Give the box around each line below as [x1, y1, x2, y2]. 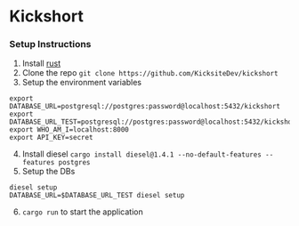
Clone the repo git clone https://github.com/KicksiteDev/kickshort [21, 68, 279, 78]
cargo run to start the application [21, 206, 144, 217]
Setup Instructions [9, 38, 92, 51]
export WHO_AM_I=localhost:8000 [9, 125, 129, 134]
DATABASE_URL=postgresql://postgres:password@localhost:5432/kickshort [9, 102, 280, 111]
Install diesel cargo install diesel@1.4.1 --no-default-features [21, 149, 263, 159]
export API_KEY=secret [9, 133, 93, 142]
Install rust [21, 58, 61, 69]
